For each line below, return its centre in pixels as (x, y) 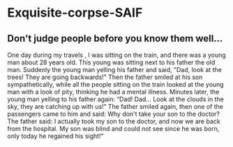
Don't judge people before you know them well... (115, 38)
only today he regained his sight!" (55, 136)
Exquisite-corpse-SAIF (75, 13)
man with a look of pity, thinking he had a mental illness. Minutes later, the (113, 92)
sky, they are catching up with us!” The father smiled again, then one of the (115, 106)
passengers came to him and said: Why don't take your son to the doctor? (113, 114)
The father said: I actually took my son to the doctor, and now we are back (114, 121)
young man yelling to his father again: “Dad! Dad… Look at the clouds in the (116, 99)
